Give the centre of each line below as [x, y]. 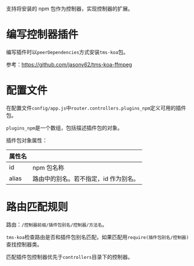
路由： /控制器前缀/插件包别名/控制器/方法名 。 [57, 224]
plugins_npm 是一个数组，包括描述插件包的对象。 [64, 128]
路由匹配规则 [37, 207]
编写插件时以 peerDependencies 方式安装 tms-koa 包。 [67, 52]
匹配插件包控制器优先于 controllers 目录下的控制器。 [70, 257]
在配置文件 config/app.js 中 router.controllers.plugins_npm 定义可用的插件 [96, 108]
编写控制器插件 [42, 35]
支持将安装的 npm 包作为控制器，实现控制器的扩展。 [70, 9]
